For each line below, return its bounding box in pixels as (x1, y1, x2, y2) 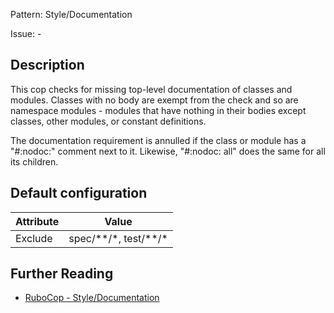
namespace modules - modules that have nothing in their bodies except (10, 104, 307, 116)
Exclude (15, 231, 53, 245)
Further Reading (10, 265, 114, 283)
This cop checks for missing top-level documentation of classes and (10, 83, 293, 95)
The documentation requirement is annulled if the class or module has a (10, 134, 307, 146)
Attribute (15, 214, 60, 228)
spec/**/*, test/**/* (68, 231, 168, 245)
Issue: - (10, 28, 42, 39)
